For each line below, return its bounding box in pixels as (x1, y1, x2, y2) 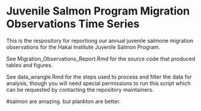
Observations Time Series (6, 17, 140, 31)
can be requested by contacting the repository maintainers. (6, 86, 154, 93)
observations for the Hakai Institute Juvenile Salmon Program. (6, 43, 161, 51)
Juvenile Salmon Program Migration (6, 4, 190, 18)
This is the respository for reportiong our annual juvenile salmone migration (6, 37, 194, 44)
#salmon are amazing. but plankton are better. (6, 98, 121, 105)
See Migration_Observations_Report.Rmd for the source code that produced (6, 55, 196, 62)
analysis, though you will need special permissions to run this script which (6, 80, 191, 87)
